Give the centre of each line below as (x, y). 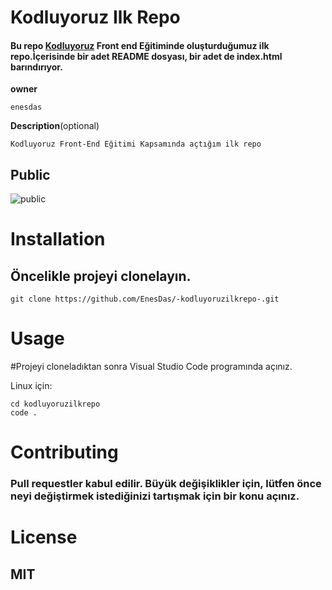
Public (30, 174)
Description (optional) (55, 126)
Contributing (64, 452)
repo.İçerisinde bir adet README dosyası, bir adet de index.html (146, 56)
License (44, 537)
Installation (58, 239)
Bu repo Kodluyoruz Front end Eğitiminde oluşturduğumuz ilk (140, 45)
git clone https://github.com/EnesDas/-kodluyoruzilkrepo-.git (145, 299)
